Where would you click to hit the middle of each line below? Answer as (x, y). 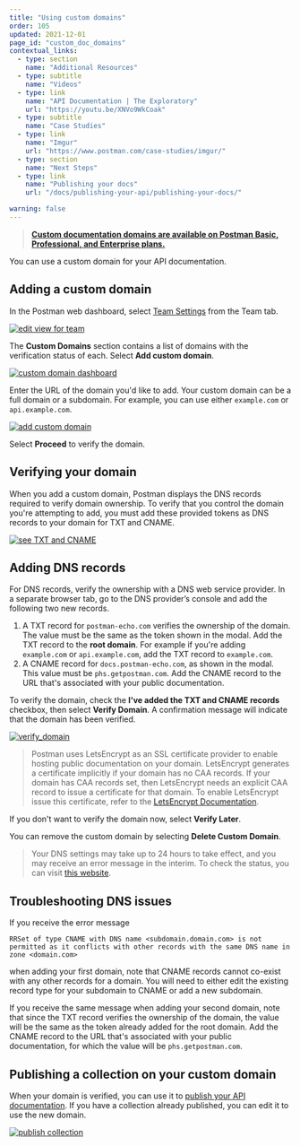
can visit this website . (71, 873)
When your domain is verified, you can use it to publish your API (128, 1096)
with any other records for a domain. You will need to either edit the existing (149, 981)
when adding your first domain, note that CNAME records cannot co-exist (145, 972)
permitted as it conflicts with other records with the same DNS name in (150, 947)
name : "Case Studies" (65, 126)
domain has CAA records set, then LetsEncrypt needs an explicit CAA (159, 783)
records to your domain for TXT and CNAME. (92, 522)
